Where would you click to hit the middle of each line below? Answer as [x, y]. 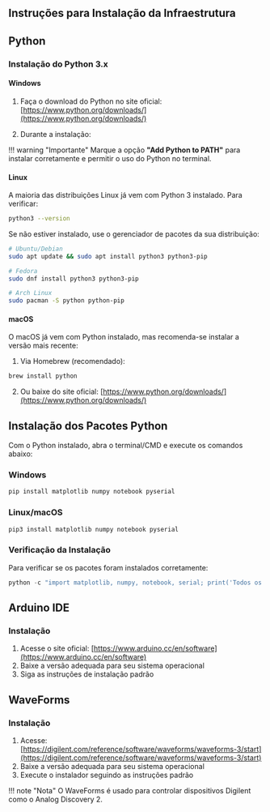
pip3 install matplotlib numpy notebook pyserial [94, 529]
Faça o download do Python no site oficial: [91, 101]
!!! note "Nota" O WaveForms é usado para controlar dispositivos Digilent [130, 791]
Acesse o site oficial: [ [57, 648]
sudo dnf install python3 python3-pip [74, 279]
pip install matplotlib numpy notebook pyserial [92, 492]
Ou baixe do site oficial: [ [61, 391]
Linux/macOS [36, 512]
